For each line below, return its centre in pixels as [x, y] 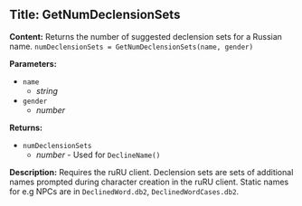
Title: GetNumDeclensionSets [95, 15]
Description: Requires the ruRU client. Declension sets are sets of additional [151, 172]
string [47, 90]
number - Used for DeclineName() [98, 154]
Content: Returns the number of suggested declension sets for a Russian [146, 36]
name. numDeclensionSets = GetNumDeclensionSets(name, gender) [132, 46]
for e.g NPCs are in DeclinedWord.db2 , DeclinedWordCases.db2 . [124, 191]
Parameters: [33, 63]
